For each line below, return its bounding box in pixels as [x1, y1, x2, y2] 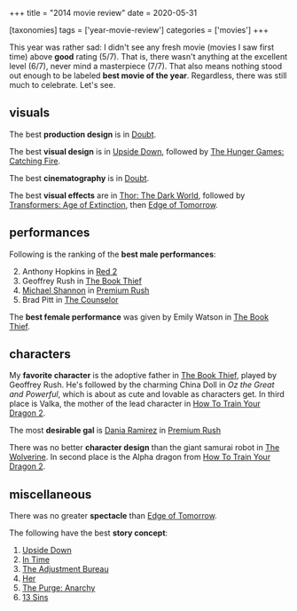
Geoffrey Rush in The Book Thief [21, 275, 142, 286]
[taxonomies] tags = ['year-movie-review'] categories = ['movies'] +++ [9, 25, 269, 35]
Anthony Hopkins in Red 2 [21, 266, 118, 276]
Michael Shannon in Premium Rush [21, 284, 150, 296]
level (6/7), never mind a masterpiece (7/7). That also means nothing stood [9, 61, 283, 71]
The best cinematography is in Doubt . [9, 172, 150, 183]
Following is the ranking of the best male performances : [9, 249, 216, 259]
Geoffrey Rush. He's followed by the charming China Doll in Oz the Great [9, 379, 275, 390]
